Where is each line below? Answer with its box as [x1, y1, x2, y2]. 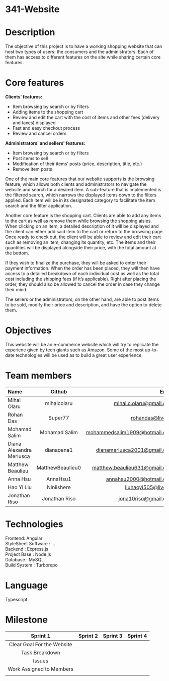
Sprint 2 [78, 632, 98, 639]
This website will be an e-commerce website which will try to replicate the [5, 342, 159, 347]
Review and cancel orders [12, 130, 67, 137]
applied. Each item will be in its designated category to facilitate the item [5, 197, 155, 203]
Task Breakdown [21, 649, 60, 656]
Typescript [5, 596, 28, 602]
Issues [33, 657, 49, 664]
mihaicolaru [45, 400, 73, 407]
